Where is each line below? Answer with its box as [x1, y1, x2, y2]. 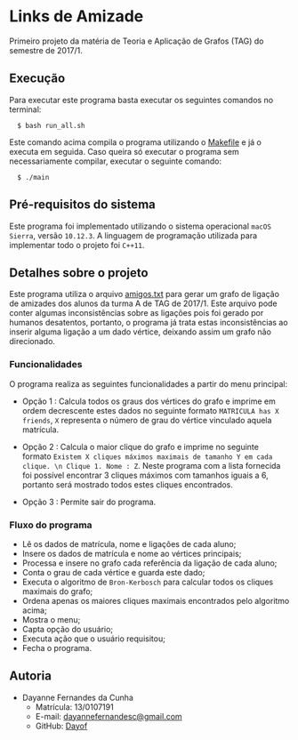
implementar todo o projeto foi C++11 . [9, 239, 145, 250]
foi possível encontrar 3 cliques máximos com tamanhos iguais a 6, [21, 470, 269, 480]
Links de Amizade [9, 6, 144, 27]
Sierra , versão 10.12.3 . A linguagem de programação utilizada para [9, 229, 258, 241]
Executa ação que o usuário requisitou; [21, 633, 166, 644]
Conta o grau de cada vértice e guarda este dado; [21, 567, 205, 577]
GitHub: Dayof [35, 720, 88, 731]
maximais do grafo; [21, 585, 93, 597]
